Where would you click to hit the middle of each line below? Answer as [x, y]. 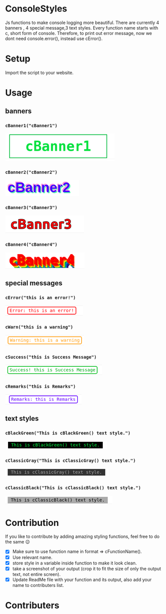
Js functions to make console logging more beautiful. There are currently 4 [82, 23]
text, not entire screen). [36, 574]
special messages [34, 283]
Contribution [32, 523]
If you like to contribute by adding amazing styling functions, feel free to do [82, 536]
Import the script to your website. [39, 73]
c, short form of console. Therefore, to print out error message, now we [79, 33]
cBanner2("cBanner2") [31, 172]
